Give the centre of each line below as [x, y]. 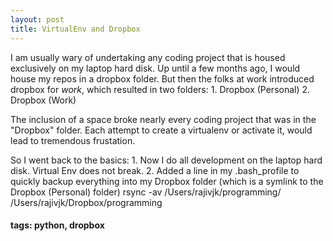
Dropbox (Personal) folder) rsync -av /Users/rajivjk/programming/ [146, 192]
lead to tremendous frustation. [73, 140]
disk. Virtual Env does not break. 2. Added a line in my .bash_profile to [155, 170]
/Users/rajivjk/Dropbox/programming [86, 202]
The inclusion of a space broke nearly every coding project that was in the [163, 119]
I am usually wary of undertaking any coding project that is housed [148, 57]
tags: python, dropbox [57, 225]
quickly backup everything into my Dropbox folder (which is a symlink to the [167, 181]
